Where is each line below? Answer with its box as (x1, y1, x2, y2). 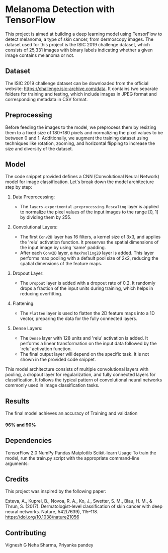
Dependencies (5, 436, 52, 445)
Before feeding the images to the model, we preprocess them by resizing (5, 124, 156, 130)
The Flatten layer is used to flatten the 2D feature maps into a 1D (20, 310, 155, 317)
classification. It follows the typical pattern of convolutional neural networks (5, 377, 162, 383)
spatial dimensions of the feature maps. (20, 261, 102, 267)
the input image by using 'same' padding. (20, 245, 106, 251)
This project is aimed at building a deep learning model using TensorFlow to (5, 31, 162, 37)
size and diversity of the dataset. (5, 145, 73, 151)
